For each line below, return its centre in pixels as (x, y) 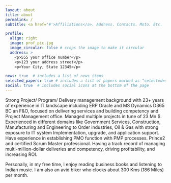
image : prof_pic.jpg (32, 43)
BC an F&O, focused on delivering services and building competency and (82, 111)
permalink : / (19, 19)
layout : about (20, 10)
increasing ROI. (21, 154)
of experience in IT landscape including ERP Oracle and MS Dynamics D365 (85, 105)
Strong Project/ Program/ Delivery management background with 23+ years (85, 100)
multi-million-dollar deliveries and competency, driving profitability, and (80, 149)
